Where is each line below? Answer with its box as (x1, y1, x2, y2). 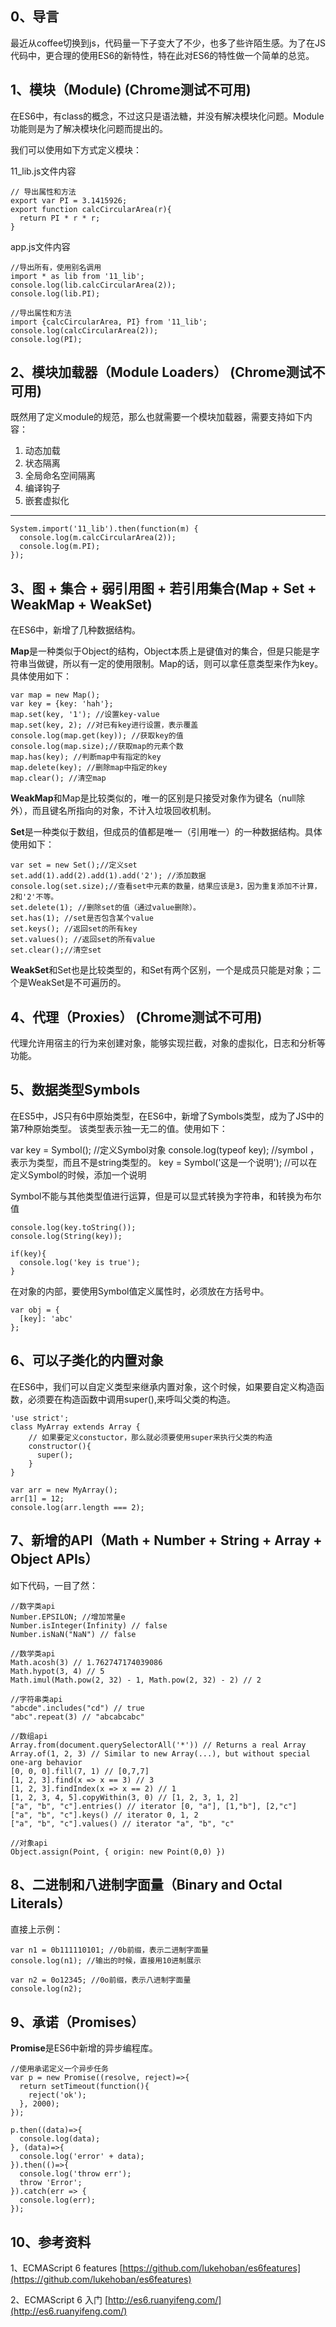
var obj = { (10, 1305, 60, 1315)
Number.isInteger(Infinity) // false (10, 1620, 168, 1631)
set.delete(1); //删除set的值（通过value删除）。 (10, 903, 201, 913)
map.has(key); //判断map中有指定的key (10, 752, 162, 762)
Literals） (10, 1895, 72, 1912)
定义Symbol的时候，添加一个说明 (10, 1168, 147, 1181)
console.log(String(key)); (10, 1231, 123, 1241)
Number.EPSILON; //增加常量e (10, 1612, 126, 1622)
